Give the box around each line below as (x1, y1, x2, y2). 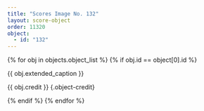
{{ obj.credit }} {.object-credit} (7, 83, 95, 91)
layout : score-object (7, 17, 71, 24)
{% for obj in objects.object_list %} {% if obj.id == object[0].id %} (7, 55, 198, 64)
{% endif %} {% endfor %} (7, 96, 85, 105)
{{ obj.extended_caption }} (7, 70, 84, 78)
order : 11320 (7, 23, 46, 30)
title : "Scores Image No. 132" (7, 10, 99, 18)
